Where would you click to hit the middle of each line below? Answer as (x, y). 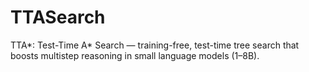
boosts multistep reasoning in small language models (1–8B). (135, 55)
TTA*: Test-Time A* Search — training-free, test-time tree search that (155, 45)
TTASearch (58, 17)
